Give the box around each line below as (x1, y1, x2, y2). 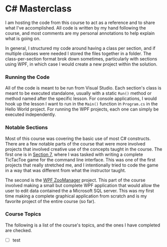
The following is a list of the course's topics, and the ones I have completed (5, 222, 161, 228)
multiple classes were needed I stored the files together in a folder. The (5, 50, 152, 56)
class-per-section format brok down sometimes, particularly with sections (5, 55, 158, 61)
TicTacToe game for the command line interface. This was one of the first (5, 156, 156, 162)
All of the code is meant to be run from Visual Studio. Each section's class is (5, 85, 162, 91)
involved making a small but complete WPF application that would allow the (5, 182, 160, 188)
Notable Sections (5, 124, 48, 131)
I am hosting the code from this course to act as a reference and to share (5, 19, 156, 25)
